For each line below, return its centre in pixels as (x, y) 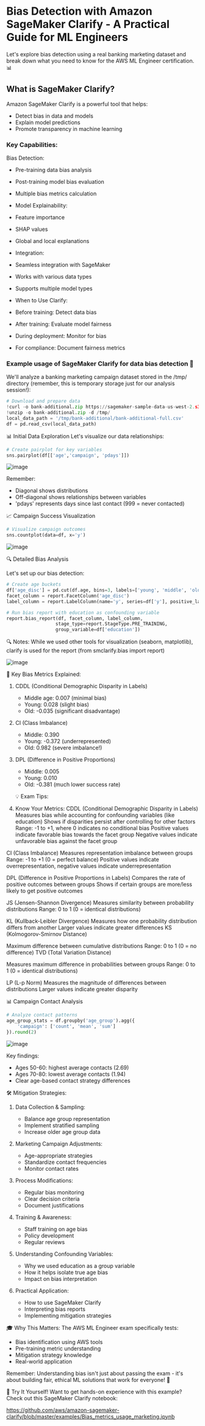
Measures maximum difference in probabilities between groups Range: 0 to (101, 964)
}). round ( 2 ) (21, 1032)
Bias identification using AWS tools (59, 1342)
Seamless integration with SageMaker (63, 265)
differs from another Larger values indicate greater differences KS (89, 928)
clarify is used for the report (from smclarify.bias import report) (85, 651)
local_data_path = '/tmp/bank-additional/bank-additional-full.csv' (95, 418)
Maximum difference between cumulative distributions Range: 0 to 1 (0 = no (102, 946)
